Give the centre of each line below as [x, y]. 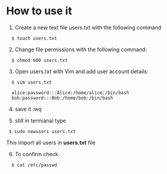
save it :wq [28, 109]
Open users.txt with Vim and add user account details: [82, 71]
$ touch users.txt [35, 38]
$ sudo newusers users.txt [42, 131]
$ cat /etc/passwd [35, 165]
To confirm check [36, 154]
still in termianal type [41, 120]
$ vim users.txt [32, 82]
